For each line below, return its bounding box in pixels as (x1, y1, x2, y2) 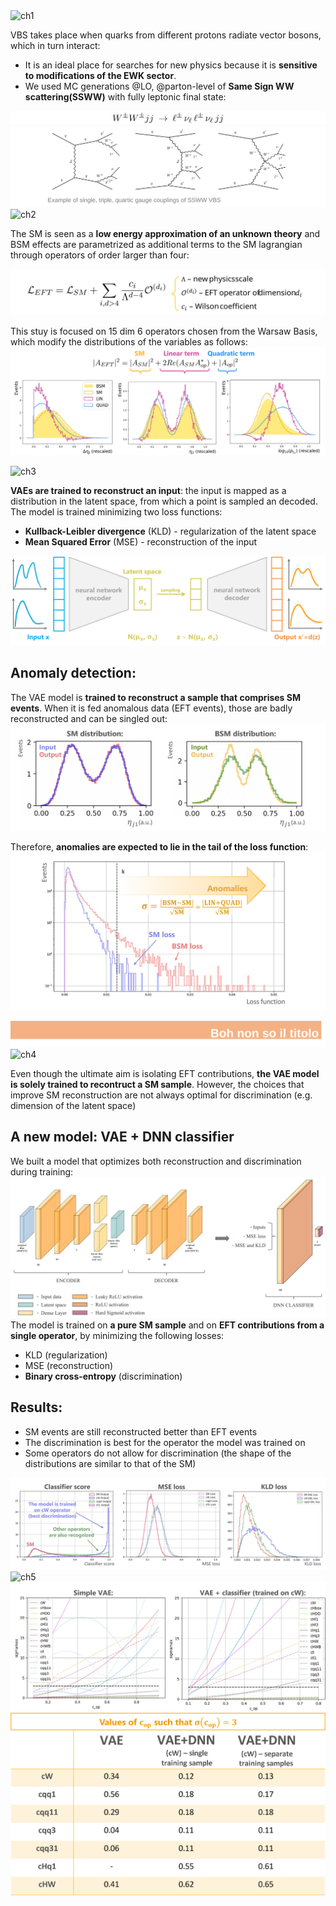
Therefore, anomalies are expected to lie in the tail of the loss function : (10, 841, 309, 853)
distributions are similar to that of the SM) (24, 1457, 197, 1469)
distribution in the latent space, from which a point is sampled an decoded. (10, 495, 318, 508)
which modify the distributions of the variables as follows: (10, 336, 248, 348)
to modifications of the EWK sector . (24, 70, 177, 81)
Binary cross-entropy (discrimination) (24, 1370, 183, 1383)
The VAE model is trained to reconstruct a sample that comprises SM (10, 691, 301, 703)
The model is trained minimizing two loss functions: (10, 506, 223, 518)
